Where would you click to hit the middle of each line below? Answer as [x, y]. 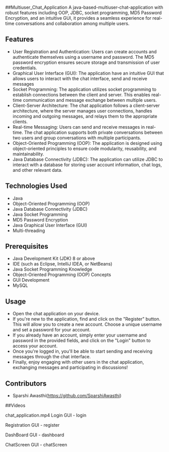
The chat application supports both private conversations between [94, 132]
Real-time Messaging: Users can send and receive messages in [79, 127]
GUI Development [31, 280]
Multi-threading [29, 231]
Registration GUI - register [32, 425]
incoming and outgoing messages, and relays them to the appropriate [85, 116]
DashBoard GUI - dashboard [35, 435]
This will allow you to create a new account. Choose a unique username [87, 324]
